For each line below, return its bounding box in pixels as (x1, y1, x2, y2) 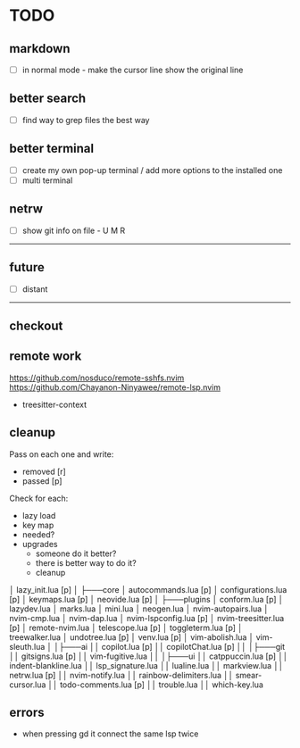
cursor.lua (9, 679, 46, 690)
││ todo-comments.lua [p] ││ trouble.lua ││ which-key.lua (47, 679, 263, 690)
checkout (9, 319, 63, 334)
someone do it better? (35, 548, 117, 559)
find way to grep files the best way (21, 114, 150, 125)
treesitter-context (21, 399, 87, 410)
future (9, 260, 45, 275)
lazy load (21, 510, 56, 520)
